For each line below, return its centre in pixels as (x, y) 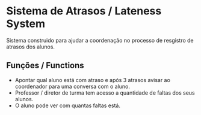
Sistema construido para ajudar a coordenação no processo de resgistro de (100, 40)
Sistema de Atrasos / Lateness (84, 11)
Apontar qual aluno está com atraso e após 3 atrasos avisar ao (92, 80)
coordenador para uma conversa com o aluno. (73, 86)
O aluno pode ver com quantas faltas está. (67, 105)
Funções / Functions (45, 66)
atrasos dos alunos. (31, 47)
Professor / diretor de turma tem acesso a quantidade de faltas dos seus (105, 93)
